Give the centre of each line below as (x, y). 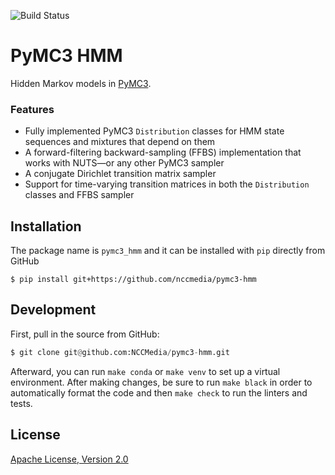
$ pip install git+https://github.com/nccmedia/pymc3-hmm (133, 280)
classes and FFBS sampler (79, 195)
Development (53, 310)
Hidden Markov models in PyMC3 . (81, 83)
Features (32, 109)
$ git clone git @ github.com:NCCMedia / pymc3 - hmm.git (120, 352)
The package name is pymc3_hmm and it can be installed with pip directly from (168, 251)
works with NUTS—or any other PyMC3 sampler (124, 163)
